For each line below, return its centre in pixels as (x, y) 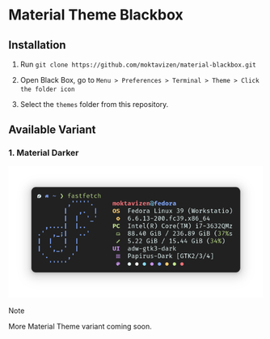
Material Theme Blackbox (96, 15)
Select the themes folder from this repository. (94, 104)
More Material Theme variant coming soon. (80, 327)
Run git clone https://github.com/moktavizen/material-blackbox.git (138, 64)
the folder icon (47, 89)
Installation (37, 45)
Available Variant (52, 130)
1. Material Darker (44, 153)
